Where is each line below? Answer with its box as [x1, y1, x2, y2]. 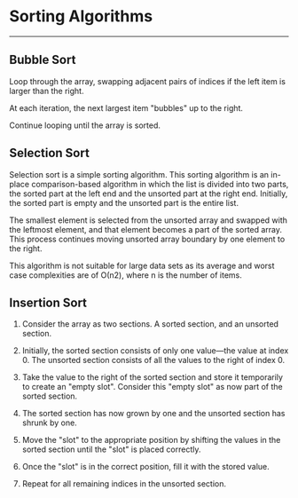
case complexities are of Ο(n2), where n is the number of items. [9, 269, 242, 281]
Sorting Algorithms [9, 6, 153, 27]
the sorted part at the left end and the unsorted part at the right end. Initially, [9, 188, 288, 199]
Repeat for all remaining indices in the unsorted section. [21, 478, 226, 489]
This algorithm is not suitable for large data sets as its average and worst [9, 260, 275, 271]
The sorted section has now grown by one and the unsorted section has [21, 408, 286, 419]
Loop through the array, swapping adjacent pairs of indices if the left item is [9, 75, 286, 86]
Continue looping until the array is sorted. [9, 120, 161, 130]
